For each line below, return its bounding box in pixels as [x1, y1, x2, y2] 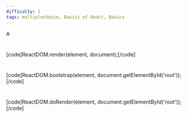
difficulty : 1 [6, 8, 41, 15]
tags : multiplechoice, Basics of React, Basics [6, 14, 125, 20]
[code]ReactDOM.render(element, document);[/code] [6, 51, 136, 58]
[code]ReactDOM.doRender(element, [6, 98, 96, 106]
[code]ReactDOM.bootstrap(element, [6, 71, 96, 78]
